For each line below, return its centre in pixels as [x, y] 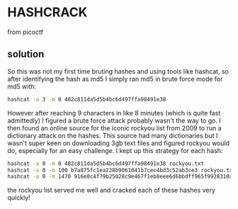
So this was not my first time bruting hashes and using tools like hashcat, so [118, 71]
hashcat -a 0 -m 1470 [39, 177]
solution [26, 54]
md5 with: [22, 86]
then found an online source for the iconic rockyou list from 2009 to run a [114, 128]
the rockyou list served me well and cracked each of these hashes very [112, 190]
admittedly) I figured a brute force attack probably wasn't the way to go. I [114, 120]
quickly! [19, 198]
